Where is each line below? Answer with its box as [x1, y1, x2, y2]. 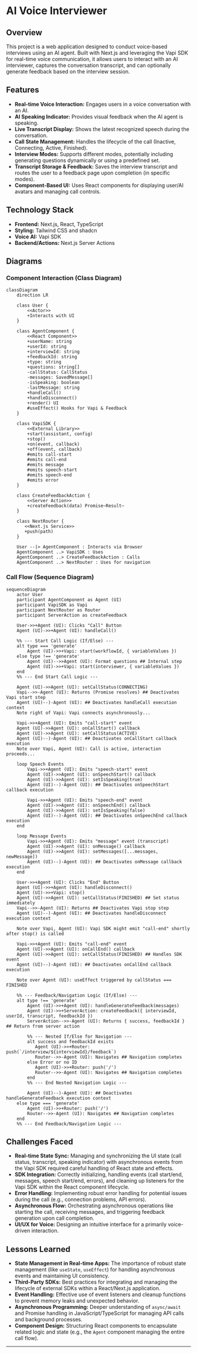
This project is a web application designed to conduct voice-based [6, 43, 168, 50]
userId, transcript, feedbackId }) [6, 1013, 93, 1019]
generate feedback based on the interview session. [6, 68, 130, 75]
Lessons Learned [6, 1244, 70, 1254]
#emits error [27, 477, 59, 483]
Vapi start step [6, 694, 46, 700]
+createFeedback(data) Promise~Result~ [27, 503, 125, 509]
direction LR [16, 292, 49, 298]
